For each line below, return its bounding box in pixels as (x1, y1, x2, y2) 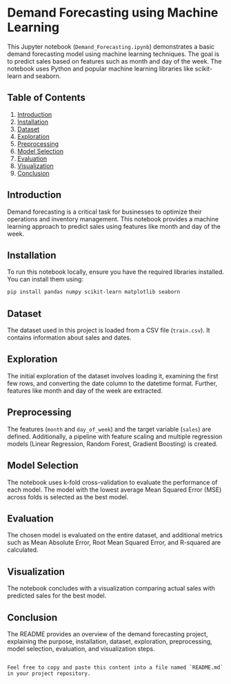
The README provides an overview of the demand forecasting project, (7, 629, 208, 638)
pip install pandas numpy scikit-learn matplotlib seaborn (7, 288, 181, 295)
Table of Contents (7, 92, 86, 104)
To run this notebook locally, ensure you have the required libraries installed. (7, 268, 224, 276)
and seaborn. (23, 71, 61, 80)
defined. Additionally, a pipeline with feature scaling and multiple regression (7, 432, 223, 441)
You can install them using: (7, 275, 84, 284)
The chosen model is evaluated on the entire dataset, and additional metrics (7, 531, 223, 539)
